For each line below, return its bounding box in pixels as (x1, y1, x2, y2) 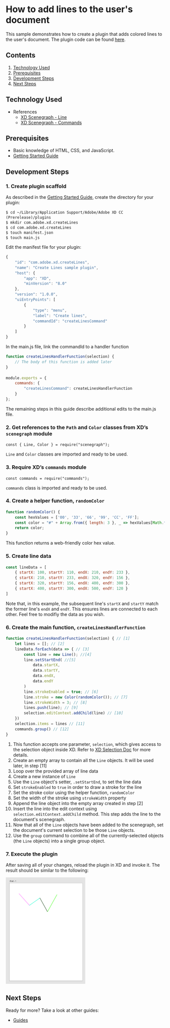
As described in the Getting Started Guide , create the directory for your (6, 194, 154, 200)
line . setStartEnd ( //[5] (24, 657, 76, 662)
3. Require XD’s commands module (6, 464, 87, 471)
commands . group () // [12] (15, 727, 70, 732)
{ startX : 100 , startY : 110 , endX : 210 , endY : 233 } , (15, 570, 130, 575)
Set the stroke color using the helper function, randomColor (13, 789, 135, 795)
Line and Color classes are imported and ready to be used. (6, 451, 128, 457)
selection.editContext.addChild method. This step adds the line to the (13, 811, 161, 817)
